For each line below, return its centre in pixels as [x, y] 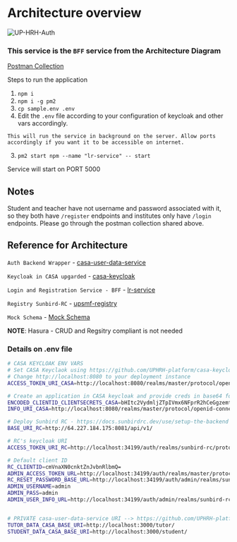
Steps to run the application [48, 80]
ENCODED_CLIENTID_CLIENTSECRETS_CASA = [64, 402]
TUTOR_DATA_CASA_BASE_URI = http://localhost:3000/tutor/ [91, 525]
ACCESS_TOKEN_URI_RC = [39, 448]
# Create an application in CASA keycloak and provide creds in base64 [115, 396]
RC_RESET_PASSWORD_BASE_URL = [50, 480]
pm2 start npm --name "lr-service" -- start [84, 156]
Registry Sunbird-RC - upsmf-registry [62, 303]
